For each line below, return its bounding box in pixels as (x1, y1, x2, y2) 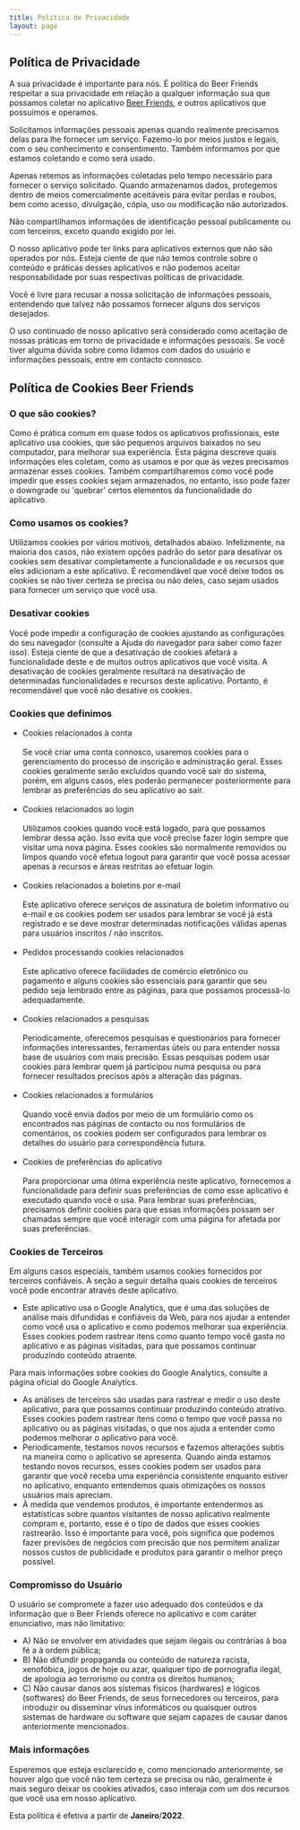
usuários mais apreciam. (21, 1490, 114, 1501)
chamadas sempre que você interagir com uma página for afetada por (21, 1213, 281, 1224)
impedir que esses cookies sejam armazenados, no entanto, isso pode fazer (9, 475, 291, 485)
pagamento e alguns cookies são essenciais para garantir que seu (21, 975, 267, 986)
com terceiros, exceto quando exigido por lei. (9, 226, 176, 237)
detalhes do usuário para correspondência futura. (21, 1137, 207, 1148)
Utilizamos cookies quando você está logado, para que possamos (21, 823, 266, 833)
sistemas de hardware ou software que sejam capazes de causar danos (21, 1712, 288, 1722)
